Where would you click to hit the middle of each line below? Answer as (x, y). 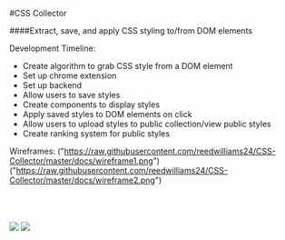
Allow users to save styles (71, 95)
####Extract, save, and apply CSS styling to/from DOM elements (131, 30)
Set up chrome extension (69, 75)
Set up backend (52, 85)
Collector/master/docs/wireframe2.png (83, 180)
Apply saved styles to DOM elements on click (107, 114)
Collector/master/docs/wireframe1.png (82, 161)
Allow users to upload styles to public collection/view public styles (147, 124)
